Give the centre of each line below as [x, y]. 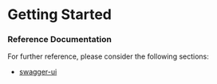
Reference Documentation [60, 40]
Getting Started [60, 15]
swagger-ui [38, 72]
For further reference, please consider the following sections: [108, 56]
